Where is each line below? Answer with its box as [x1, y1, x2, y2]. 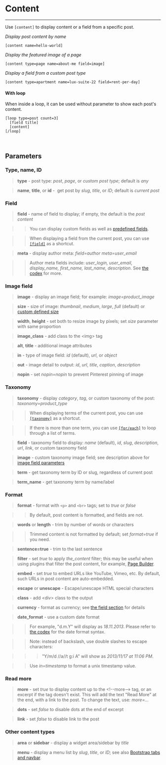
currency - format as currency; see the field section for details [17, 604, 145, 611]
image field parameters [17, 459, 65, 465]
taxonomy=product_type [17, 400, 68, 406]
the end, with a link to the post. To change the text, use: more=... [17, 697, 149, 703]
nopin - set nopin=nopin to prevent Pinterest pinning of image [17, 371, 144, 377]
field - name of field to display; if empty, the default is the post [17, 211, 145, 217]
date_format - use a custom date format [17, 614, 100, 620]
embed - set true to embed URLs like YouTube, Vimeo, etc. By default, [17, 571, 161, 577]
